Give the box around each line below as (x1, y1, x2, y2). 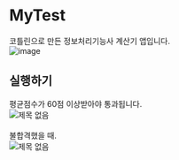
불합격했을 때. (9, 130, 58, 141)
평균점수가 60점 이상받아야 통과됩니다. (9, 98, 143, 109)
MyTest (9, 5, 66, 26)
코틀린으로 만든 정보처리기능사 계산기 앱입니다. (9, 35, 171, 46)
